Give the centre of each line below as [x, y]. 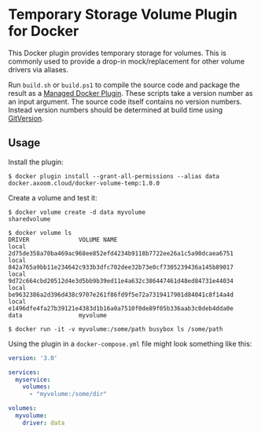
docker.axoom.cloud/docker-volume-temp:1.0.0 [84, 183]
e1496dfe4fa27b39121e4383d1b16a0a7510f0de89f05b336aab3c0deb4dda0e [121, 308]
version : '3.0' [33, 358]
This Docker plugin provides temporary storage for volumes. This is [117, 53]
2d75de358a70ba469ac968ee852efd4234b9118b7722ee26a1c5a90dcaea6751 [121, 253]
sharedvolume [29, 219]
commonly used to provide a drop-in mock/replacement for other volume [127, 61]
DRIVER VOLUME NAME [63, 240]
